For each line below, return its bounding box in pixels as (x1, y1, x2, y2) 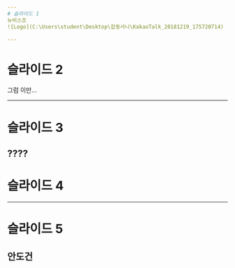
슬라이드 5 (7, 221, 64, 237)
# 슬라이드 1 (7, 10, 40, 17)
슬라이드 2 (7, 61, 64, 77)
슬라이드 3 (7, 119, 64, 135)
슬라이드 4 (7, 178, 64, 194)
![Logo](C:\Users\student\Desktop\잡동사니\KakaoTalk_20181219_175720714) (7, 23, 224, 30)
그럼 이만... (7, 86, 37, 94)
